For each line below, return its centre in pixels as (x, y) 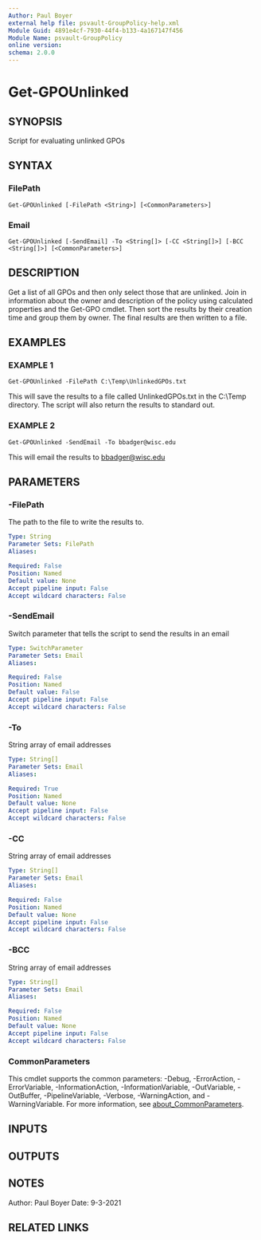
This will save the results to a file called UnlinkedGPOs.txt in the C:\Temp (127, 396)
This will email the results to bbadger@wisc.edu (87, 457)
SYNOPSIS (35, 122)
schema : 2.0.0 (32, 53)
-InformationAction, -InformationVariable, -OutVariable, (146, 1087)
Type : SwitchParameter (46, 648)
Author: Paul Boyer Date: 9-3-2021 (65, 1203)
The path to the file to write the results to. (76, 522)
